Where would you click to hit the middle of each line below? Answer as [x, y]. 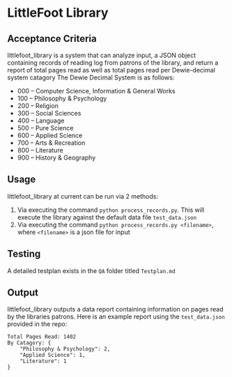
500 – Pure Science [45, 128]
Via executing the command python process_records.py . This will [111, 210]
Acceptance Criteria [52, 39]
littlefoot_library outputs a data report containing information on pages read [116, 309]
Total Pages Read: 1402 [42, 337]
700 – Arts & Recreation [51, 143]
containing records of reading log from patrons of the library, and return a [113, 63]
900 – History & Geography [56, 157]
